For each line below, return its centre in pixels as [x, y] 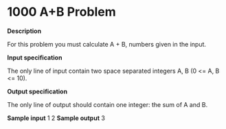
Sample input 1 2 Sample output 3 [56, 118]
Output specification [37, 91]
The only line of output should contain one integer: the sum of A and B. [108, 104]
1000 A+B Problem [61, 12]
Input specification [35, 57]
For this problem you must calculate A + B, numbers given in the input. [107, 44]
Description [24, 31]
